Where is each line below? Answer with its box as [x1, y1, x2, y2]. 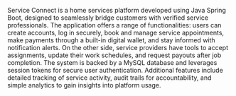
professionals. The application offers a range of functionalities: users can [7, 21, 222, 29]
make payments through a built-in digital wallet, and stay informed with [7, 36, 215, 44]
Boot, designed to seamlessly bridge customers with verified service [7, 13, 208, 22]
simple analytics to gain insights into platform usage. [7, 81, 161, 89]
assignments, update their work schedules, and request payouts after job [7, 51, 222, 59]
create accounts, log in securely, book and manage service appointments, [7, 28, 225, 37]
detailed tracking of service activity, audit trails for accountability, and [7, 73, 212, 82]
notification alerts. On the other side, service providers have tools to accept [7, 44, 229, 52]
